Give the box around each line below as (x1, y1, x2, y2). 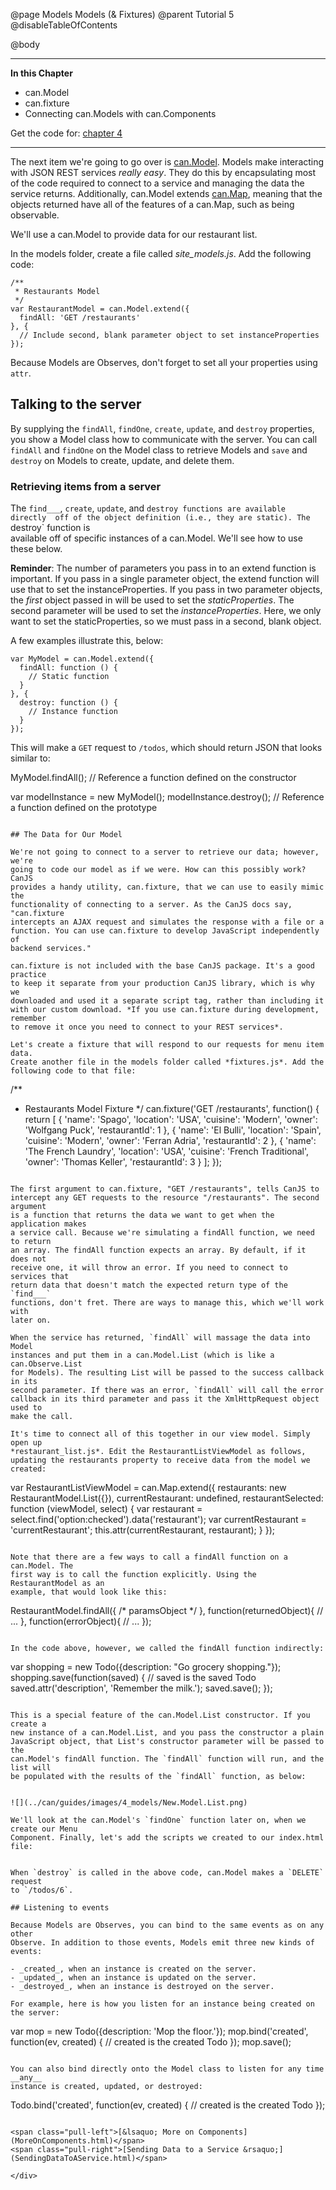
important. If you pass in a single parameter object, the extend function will (10, 573, 320, 585)
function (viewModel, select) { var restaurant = (10, 1503, 203, 1515)
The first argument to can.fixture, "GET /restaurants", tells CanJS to (10, 1184, 320, 1194)
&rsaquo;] (243, 2145, 284, 2155)
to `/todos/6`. (10, 1885, 74, 1896)
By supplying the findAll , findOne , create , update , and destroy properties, (10, 422, 315, 434)
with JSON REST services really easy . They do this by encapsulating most (10, 167, 317, 178)
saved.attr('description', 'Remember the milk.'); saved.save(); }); (10, 1682, 273, 1694)
